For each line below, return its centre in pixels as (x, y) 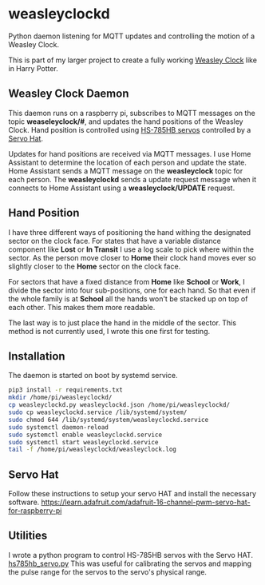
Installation (37, 356)
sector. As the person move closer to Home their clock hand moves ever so (132, 257)
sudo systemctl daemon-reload (59, 427)
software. (24, 502)
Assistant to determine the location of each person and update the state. (128, 162)
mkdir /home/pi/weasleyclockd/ (60, 398)
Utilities (28, 536)
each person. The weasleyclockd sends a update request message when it (132, 179)
